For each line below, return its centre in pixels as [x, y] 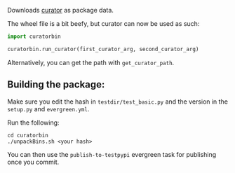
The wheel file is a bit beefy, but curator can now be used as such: [103, 23]
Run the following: [33, 123]
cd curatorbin [28, 135]
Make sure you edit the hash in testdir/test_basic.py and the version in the [117, 102]
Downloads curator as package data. [61, 10]
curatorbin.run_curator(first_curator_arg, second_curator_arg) [103, 49]
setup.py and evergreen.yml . [48, 109]
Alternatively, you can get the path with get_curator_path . [91, 62]
